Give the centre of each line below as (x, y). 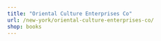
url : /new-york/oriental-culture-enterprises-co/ (81, 20)
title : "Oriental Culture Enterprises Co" (70, 14)
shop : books (24, 26)
